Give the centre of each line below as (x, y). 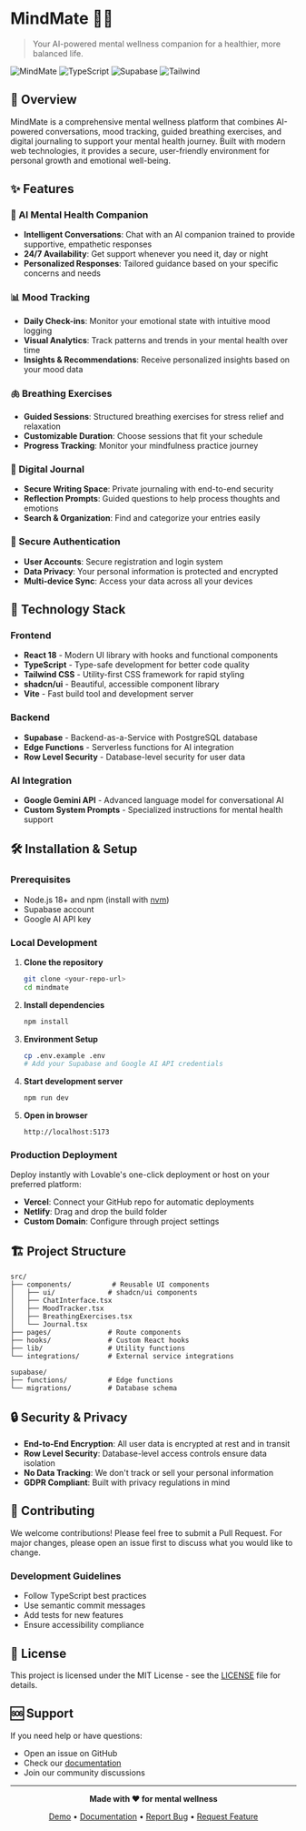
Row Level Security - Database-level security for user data (134, 757)
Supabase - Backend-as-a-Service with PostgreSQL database (140, 737)
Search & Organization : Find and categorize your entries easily (142, 518)
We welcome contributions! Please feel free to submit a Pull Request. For (146, 1532)
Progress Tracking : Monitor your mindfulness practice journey (141, 446)
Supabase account (59, 909)
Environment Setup (61, 1039)
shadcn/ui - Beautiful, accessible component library (121, 684)
